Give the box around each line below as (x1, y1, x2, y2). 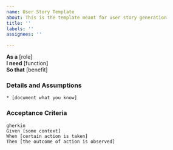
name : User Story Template (6, 8, 75, 15)
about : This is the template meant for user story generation (6, 15, 167, 21)
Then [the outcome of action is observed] (6, 139, 115, 145)
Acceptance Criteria (6, 109, 67, 117)
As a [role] (6, 53, 33, 60)
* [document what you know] (6, 95, 78, 101)
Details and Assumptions (6, 81, 82, 90)
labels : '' (6, 25, 34, 32)
